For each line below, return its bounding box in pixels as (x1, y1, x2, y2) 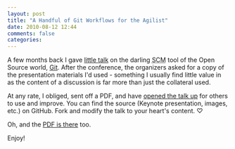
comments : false (7, 30, 55, 37)
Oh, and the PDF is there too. (7, 120, 91, 129)
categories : (7, 37, 42, 44)
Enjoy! (7, 134, 26, 143)
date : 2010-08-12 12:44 (7, 23, 77, 30)
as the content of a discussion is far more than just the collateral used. (7, 78, 211, 86)
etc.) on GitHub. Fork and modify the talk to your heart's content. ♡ (7, 107, 203, 115)
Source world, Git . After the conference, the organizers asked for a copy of (7, 63, 224, 72)
